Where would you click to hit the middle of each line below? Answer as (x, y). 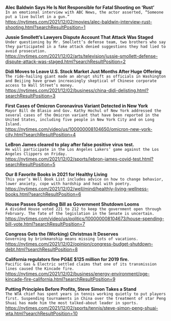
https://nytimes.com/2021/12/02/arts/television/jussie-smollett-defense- (82, 56)
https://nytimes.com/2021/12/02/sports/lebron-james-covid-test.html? (79, 159)
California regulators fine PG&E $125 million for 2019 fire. (67, 259)
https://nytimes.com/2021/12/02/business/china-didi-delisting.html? (77, 90)
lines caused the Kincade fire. (40, 269)
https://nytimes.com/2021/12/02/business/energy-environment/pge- (78, 274)
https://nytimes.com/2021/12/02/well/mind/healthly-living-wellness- (77, 189)
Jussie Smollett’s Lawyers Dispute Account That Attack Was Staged (79, 37)
